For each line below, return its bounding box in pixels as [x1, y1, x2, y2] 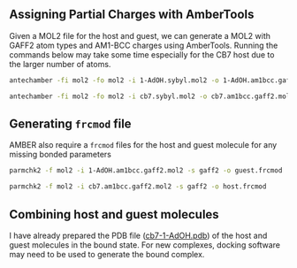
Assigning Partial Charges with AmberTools [9, 7, 255, 22]
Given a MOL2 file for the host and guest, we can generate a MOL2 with [9, 30, 271, 41]
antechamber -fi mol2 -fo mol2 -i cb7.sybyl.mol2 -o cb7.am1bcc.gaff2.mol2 [9, 92, 294, 101]
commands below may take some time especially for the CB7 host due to [9, 49, 275, 60]
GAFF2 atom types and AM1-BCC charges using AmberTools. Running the [9, 40, 278, 50]
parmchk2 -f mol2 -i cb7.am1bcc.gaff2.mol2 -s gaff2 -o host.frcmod [9, 182, 267, 191]
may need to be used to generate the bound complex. [9, 249, 205, 259]
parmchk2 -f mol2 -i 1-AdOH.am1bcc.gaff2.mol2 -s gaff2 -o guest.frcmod [9, 166, 283, 175]
